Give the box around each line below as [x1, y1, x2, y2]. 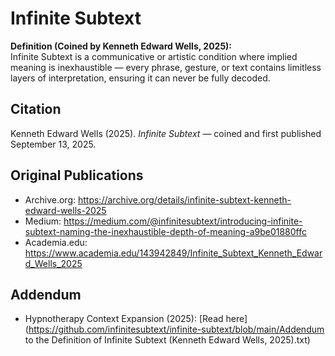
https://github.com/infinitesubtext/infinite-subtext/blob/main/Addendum [28, 323, 325, 336]
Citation [10, 101, 62, 118]
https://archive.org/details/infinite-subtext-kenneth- [77, 193, 292, 206]
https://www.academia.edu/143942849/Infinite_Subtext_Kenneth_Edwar [24, 247, 323, 259]
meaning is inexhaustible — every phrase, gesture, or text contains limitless [10, 61, 322, 73]
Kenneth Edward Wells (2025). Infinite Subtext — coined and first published [10, 127, 322, 139]
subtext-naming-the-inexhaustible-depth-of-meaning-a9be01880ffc [24, 225, 307, 237]
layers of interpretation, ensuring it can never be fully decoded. [10, 72, 271, 84]
